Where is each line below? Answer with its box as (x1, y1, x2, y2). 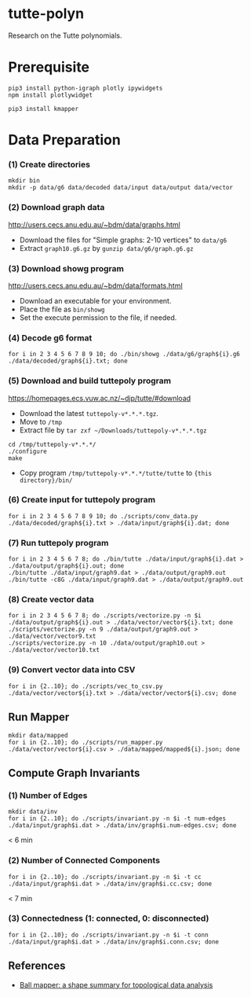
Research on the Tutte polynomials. (8, 31, 123, 40)
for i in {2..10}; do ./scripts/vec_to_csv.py (8, 682, 163, 690)
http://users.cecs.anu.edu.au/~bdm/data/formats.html (8, 281, 183, 290)
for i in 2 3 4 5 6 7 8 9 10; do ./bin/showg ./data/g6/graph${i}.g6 (8, 351, 241, 359)
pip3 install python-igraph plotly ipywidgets (8, 84, 163, 92)
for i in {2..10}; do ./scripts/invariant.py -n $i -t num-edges (8, 815, 226, 822)
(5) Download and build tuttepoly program (8, 375, 171, 386)
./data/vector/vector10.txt (8, 646, 100, 654)
